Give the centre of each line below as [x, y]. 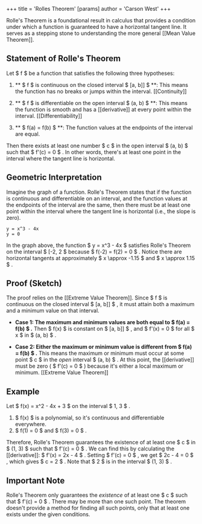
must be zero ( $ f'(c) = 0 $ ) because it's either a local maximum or [99, 366]
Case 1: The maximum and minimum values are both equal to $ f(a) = [103, 322]
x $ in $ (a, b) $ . [36, 335]
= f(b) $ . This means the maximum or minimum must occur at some [99, 353]
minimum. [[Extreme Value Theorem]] [62, 372]
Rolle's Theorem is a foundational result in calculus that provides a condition [101, 20]
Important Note [36, 480]
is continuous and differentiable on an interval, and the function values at [97, 198]
